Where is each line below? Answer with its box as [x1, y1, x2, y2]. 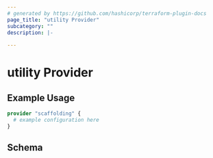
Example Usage [7, 92, 75, 103]
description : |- [7, 29, 53, 36]
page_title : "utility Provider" [7, 16, 99, 23]
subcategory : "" [7, 23, 53, 29]
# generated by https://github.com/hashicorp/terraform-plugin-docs [7, 10, 207, 17]
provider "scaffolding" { [7, 110, 81, 117]
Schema [7, 142, 43, 154]
